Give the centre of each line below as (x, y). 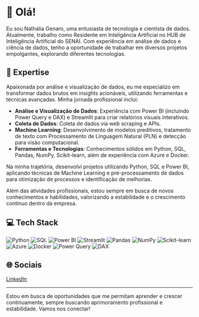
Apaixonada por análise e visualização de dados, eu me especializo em (93, 87)
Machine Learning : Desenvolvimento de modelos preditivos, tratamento (103, 129)
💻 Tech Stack (32, 223)
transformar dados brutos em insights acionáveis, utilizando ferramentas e (97, 93)
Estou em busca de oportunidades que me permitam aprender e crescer (94, 296)
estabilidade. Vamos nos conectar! (48, 309)
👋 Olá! (21, 12)
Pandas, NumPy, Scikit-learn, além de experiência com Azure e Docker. (102, 155)
